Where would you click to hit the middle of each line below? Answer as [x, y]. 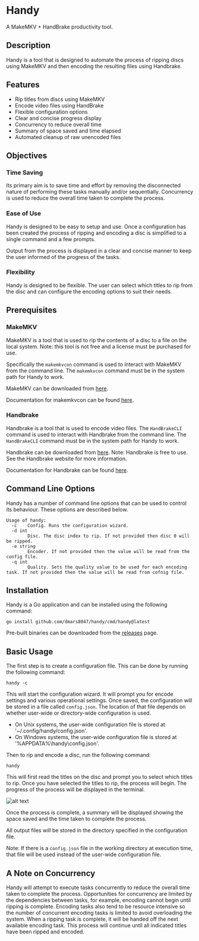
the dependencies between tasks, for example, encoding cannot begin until [99, 900]
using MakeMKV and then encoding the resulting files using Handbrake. [94, 66]
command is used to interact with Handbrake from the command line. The [97, 434]
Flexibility [21, 272]
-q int [20, 562]
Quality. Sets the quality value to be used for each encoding [107, 567]
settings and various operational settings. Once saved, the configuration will [99, 700]
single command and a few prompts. [51, 239]
